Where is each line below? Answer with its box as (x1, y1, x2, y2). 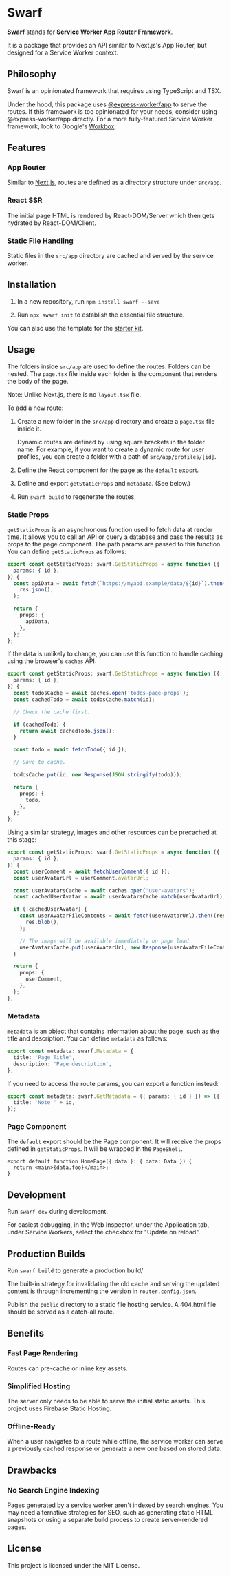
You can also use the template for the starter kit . (7, 324, 144, 332)
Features (7, 142, 46, 154)
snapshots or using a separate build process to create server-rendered (7, 1516, 208, 1524)
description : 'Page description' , (13, 1061, 112, 1067)
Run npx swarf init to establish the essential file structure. (16, 311, 185, 319)
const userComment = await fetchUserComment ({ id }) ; (13, 868, 170, 875)
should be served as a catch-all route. (7, 1308, 115, 1316)
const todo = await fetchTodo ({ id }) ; (13, 747, 128, 753)
